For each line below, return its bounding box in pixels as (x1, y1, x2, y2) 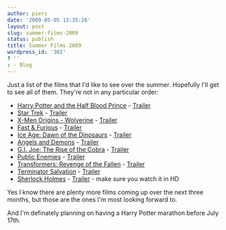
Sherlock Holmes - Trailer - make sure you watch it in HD (17, 174, 179, 183)
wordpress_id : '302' (7, 49, 67, 56)
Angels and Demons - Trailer (17, 137, 99, 146)
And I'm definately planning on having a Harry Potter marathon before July (7, 209, 219, 217)
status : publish (7, 36, 54, 43)
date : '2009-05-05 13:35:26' (7, 17, 91, 23)
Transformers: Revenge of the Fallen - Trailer (17, 160, 145, 168)
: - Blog (7, 61, 32, 68)
